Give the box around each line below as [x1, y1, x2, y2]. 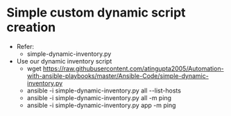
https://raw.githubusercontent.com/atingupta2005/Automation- [43, 64, 224, 72]
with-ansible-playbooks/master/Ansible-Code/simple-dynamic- [26, 71, 209, 80]
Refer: [16, 42, 35, 50]
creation [6, 19, 56, 35]
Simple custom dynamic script [6, 5, 186, 21]
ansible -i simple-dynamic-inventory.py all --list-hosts [26, 86, 182, 95]
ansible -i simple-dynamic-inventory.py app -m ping [26, 101, 176, 109]
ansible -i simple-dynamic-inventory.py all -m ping [26, 93, 171, 101]
